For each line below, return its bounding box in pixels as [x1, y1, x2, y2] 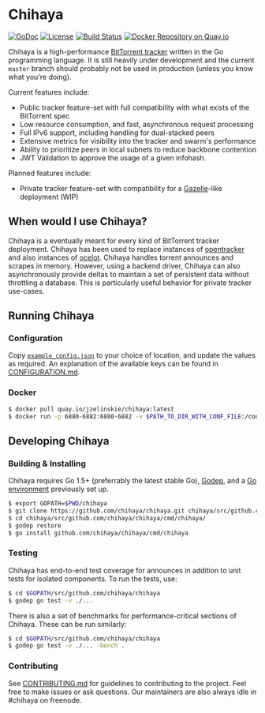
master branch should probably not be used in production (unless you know [8, 63, 254, 73]
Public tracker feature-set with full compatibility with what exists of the [19, 103, 250, 112]
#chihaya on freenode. [8, 695, 82, 704]
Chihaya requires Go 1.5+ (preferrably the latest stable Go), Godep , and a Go [8, 476, 257, 486]
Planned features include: [8, 168, 91, 178]
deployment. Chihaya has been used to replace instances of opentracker [8, 244, 244, 253]
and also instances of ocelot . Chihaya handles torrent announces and [8, 253, 234, 262]
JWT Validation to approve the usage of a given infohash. [19, 152, 207, 163]
